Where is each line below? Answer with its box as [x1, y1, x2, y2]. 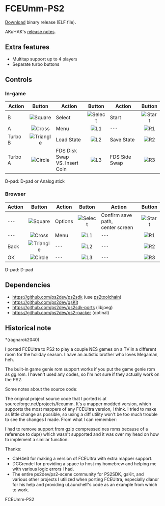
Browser [5, 191, 26, 197]
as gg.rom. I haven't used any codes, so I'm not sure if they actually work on [5, 371, 160, 377]
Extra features [5, 43, 50, 52]
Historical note [5, 324, 52, 332]
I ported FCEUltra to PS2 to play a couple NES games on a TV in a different [5, 346, 156, 352]
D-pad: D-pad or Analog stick [5, 178, 65, 184]
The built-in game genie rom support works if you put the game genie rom [5, 366, 155, 372]
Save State [110, 136, 135, 143]
